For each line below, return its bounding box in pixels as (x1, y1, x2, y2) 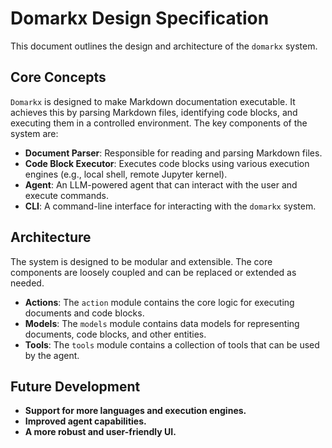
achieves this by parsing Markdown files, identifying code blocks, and (10, 106, 298, 118)
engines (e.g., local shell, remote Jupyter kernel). (24, 168, 228, 180)
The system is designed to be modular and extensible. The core (10, 255, 273, 267)
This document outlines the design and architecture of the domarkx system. (10, 40, 318, 52)
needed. (10, 277, 45, 289)
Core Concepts (10, 69, 107, 86)
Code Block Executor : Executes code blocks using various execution (24, 157, 310, 169)
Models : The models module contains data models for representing (24, 317, 300, 329)
